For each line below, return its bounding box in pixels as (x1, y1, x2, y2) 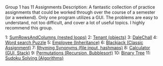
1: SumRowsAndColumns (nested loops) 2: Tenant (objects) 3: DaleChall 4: (5, 34, 158, 40)
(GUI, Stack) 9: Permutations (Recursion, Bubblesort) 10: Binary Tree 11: (5, 50, 151, 56)
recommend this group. (5, 25, 53, 31)
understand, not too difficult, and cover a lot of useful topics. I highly (5, 20, 145, 25)
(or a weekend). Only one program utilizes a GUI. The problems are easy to (5, 15, 159, 20)
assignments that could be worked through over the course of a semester (5, 9, 156, 15)
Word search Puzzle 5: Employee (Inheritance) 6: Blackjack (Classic (5, 40, 144, 45)
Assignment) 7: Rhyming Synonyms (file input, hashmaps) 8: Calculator (5, 45, 150, 50)
